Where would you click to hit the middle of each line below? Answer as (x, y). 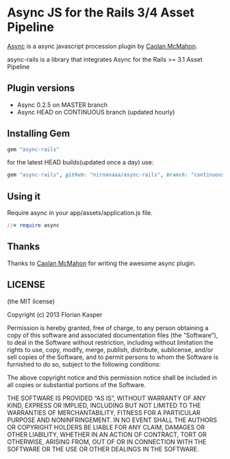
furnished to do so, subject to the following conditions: (84, 364)
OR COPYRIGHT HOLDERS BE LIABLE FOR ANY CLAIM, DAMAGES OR (106, 427)
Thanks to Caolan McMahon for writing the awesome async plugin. (102, 263)
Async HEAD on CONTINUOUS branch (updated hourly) (96, 112)
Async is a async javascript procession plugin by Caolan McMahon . (102, 46)
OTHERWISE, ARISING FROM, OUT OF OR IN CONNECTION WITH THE (107, 442)
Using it (24, 196)
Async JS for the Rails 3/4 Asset (101, 13)
